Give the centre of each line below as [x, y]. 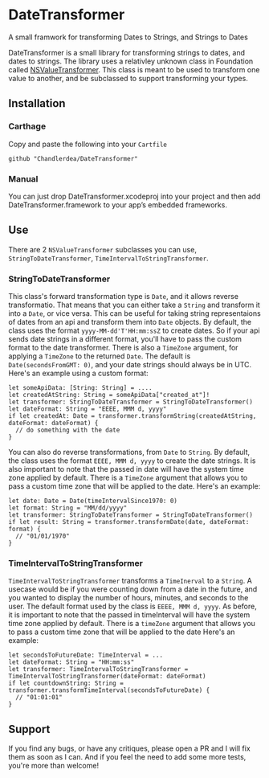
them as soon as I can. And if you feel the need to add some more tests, [127, 757]
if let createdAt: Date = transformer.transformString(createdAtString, [132, 416]
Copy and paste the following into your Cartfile [88, 144]
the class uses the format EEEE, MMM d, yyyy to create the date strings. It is [132, 461]
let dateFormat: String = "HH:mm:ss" [71, 662]
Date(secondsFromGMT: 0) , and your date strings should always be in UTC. [130, 365]
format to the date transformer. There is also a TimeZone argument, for [123, 348]
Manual [23, 178]
